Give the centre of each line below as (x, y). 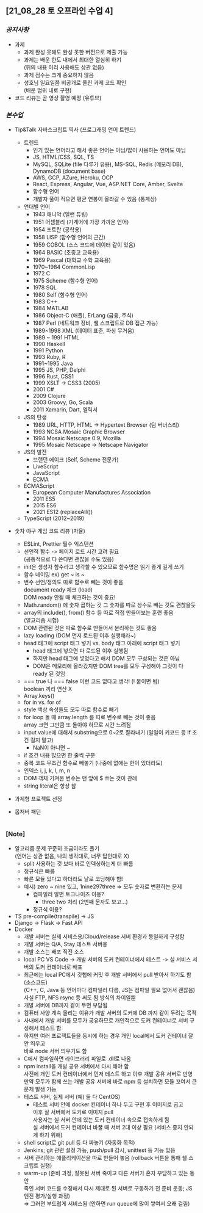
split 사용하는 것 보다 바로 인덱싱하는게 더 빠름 (78, 863)
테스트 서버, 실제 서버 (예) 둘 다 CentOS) (72, 1096)
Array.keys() (39, 695)
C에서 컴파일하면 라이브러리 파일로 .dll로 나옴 (77, 1059)
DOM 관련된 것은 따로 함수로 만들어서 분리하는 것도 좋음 (90, 628)
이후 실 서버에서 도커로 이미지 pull (73, 1112)
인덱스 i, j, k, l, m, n (47, 770)
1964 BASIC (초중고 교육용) (66, 252)
